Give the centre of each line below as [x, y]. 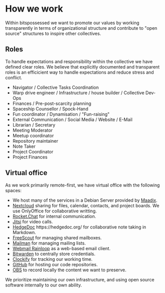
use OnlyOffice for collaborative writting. [55, 211]
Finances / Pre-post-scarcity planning [52, 103]
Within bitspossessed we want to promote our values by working [72, 23]
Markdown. [24, 232]
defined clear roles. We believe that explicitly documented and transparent [82, 67]
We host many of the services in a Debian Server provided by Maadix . [85, 200]
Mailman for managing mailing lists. [49, 243]
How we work [34, 9]
